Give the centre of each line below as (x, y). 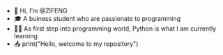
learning (26, 36)
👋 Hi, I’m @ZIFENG (40, 11)
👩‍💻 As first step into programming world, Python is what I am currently (115, 29)
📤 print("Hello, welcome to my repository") (76, 44)
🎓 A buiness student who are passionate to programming (97, 18)
